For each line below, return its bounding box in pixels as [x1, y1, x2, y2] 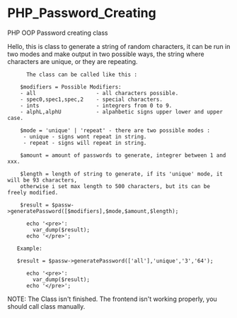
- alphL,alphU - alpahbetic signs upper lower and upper [20, 108, 223, 115]
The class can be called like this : [25, 71, 138, 78]
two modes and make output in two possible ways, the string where [7, 50, 204, 58]
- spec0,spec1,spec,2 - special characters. [20, 96, 163, 103]
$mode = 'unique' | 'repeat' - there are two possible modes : [20, 126, 211, 134]
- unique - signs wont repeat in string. [23, 133, 147, 140]
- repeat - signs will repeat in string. [23, 139, 147, 146]
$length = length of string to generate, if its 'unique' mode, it [20, 170, 223, 177]
